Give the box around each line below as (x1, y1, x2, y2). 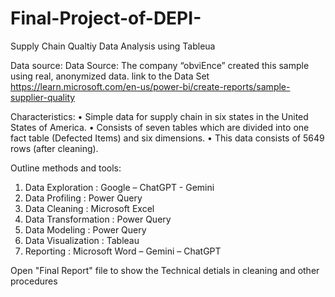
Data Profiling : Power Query (24, 192, 143, 204)
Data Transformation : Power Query (24, 213, 172, 225)
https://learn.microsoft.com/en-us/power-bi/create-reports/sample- (10, 80, 291, 92)
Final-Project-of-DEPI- (10, 7, 202, 30)
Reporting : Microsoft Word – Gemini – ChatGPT (24, 245, 222, 257)
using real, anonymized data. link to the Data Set (10, 70, 210, 82)
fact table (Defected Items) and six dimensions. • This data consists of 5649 (10, 132, 325, 144)
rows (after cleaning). (10, 142, 99, 154)
